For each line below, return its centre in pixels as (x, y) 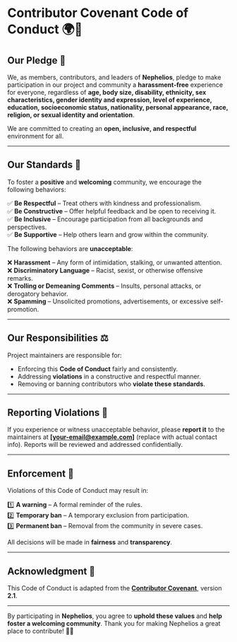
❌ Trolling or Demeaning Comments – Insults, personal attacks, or (104, 286)
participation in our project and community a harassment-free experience (115, 85)
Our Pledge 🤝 (37, 60)
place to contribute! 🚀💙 (41, 631)
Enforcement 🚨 (41, 473)
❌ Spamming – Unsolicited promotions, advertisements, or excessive (108, 301)
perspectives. (27, 227)
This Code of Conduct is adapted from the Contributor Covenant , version (115, 588)
